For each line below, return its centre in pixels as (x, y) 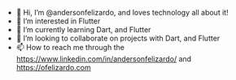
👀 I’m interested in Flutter (58, 21)
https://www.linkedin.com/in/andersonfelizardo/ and (104, 59)
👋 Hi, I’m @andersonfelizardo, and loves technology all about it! (122, 13)
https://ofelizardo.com (53, 67)
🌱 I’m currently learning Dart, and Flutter (83, 29)
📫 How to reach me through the (70, 47)
